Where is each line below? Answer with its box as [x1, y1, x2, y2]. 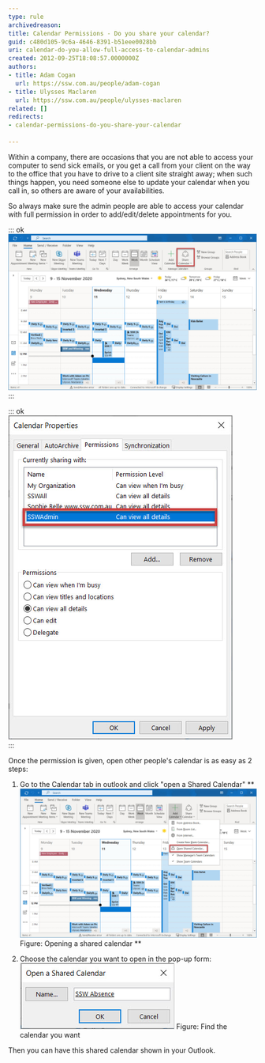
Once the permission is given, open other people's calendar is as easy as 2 [8, 756, 252, 766]
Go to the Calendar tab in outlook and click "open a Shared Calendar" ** [19, 780, 255, 789]
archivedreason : [8, 21, 62, 29]
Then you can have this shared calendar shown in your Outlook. [8, 1046, 216, 1055]
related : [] [8, 104, 47, 112]
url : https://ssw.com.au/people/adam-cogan [15, 79, 160, 87]
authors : [8, 63, 37, 71]
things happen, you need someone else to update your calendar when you [8, 177, 250, 187]
